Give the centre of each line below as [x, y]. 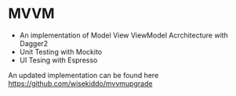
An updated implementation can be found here [84, 75]
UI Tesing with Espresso [58, 60]
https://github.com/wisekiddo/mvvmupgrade [80, 84]
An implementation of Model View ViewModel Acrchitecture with [124, 35]
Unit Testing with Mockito [61, 52]
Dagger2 [34, 43]
